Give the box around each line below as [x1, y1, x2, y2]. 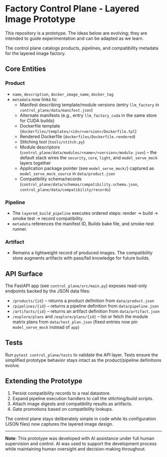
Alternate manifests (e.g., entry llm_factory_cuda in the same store [19, 112, 157, 118]
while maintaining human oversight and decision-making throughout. [5, 446, 146, 452]
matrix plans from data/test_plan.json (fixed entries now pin [12, 319, 138, 325]
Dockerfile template [19, 123, 61, 129]
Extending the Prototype [5, 377, 83, 385]
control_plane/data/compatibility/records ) [19, 186, 111, 192]
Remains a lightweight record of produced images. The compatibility [12, 250, 153, 256]
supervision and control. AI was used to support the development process [5, 441, 157, 447]
